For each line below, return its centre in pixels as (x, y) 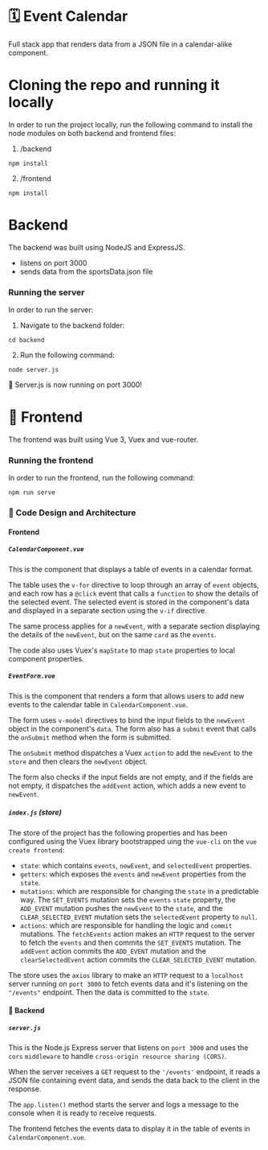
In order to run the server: (51, 310)
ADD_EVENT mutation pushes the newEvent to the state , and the (121, 908)
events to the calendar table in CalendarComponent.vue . (98, 704)
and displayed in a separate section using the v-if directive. (108, 610)
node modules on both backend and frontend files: (92, 133)
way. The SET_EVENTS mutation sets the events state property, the (128, 900)
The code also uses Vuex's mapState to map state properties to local (122, 650)
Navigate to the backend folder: (72, 326)
